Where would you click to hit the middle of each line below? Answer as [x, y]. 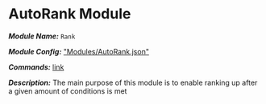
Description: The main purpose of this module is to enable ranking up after [133, 82]
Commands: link [36, 67]
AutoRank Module [70, 14]
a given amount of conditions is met [68, 91]
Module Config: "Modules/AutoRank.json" [79, 51]
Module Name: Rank [42, 36]
